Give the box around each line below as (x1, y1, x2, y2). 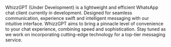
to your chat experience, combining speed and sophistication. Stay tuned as (5, 26, 166, 32)
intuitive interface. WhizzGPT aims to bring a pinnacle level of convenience (5, 20, 164, 27)
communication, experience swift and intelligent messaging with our (5, 15, 149, 21)
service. (5, 37, 23, 43)
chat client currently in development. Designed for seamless (5, 10, 132, 16)
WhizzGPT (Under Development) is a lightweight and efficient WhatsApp (5, 5, 159, 10)
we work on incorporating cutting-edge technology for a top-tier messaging (5, 32, 165, 37)
